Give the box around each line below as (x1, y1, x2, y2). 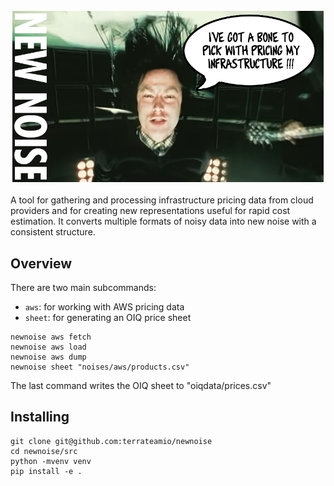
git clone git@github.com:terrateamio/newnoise (10, 436, 213, 446)
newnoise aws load (10, 342, 87, 352)
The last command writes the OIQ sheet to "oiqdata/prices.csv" (10, 379, 272, 391)
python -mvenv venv (10, 456, 92, 466)
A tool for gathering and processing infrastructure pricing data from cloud (10, 194, 314, 206)
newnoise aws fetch (10, 332, 92, 342)
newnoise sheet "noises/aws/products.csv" (10, 362, 190, 372)
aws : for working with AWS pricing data (24, 300, 185, 313)
